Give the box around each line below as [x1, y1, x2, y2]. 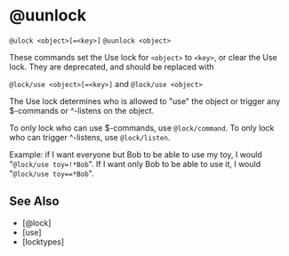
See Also [9, 194, 60, 209]
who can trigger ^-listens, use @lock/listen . [9, 132, 171, 142]
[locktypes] [21, 236, 65, 247]
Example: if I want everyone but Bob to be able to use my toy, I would [9, 148, 262, 160]
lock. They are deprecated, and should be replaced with [9, 61, 215, 72]
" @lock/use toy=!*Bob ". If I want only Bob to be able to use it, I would [9, 158, 261, 169]
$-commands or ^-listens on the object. [9, 105, 155, 116]
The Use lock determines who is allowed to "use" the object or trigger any [9, 95, 281, 107]
